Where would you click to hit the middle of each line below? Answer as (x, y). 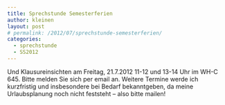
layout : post (26, 26)
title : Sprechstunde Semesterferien (60, 13)
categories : (24, 39)
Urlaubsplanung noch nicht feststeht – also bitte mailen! (87, 93)
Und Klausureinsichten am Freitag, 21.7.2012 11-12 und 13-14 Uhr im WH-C (112, 71)
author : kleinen (30, 20)
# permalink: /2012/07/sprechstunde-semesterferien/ (85, 33)
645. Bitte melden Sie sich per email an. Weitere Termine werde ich (103, 79)
